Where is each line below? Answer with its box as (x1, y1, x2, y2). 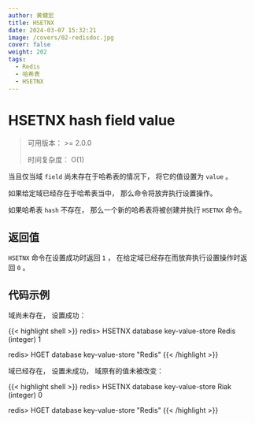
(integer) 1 (8, 335, 42, 344)
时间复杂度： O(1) (27, 155, 85, 165)
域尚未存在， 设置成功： (8, 310, 87, 320)
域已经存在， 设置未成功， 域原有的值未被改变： (8, 366, 164, 376)
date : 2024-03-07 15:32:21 (8, 26, 97, 34)
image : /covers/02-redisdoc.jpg (8, 33, 114, 42)
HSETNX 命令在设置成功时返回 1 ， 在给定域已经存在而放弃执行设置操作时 (8, 253, 241, 262)
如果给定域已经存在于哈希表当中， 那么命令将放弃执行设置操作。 (8, 188, 217, 198)
